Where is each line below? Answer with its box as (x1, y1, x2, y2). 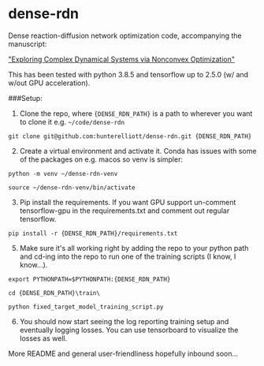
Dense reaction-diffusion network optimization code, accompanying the (8, 31, 242, 40)
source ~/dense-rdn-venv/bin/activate (8, 183, 136, 192)
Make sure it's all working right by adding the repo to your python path (19, 243, 249, 252)
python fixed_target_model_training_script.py (8, 303, 164, 311)
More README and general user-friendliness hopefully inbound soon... (8, 349, 239, 358)
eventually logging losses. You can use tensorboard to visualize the (19, 325, 239, 334)
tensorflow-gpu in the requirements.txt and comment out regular (19, 206, 230, 215)
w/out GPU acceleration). (8, 78, 91, 88)
